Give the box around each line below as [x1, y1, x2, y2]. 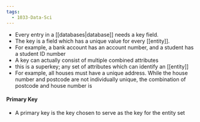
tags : [6, 8, 20, 15]
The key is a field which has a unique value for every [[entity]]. [14, 37, 170, 44]
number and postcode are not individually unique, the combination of [14, 76, 186, 83]
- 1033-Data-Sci [11, 14, 52, 20]
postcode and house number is [14, 82, 92, 89]
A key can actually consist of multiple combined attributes [14, 56, 159, 64]
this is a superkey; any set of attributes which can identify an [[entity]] [14, 63, 189, 70]
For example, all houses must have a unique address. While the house [14, 69, 188, 76]
